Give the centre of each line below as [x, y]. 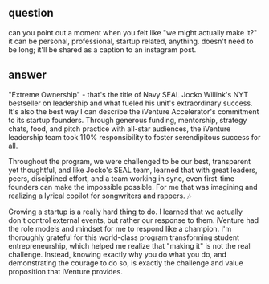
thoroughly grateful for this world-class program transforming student [124, 237]
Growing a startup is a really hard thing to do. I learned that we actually [126, 212]
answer [27, 75]
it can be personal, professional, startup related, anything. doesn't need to [131, 41]
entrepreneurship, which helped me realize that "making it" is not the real [129, 245]
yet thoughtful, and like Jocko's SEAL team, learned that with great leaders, [133, 170]
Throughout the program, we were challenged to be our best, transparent [130, 161]
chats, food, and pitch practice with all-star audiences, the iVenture [120, 129]
